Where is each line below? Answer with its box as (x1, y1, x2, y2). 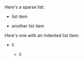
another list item (11, 23, 44, 29)
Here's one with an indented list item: (4, 33, 80, 38)
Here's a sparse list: (4, 4, 45, 10)
